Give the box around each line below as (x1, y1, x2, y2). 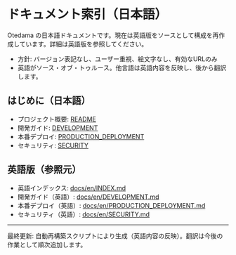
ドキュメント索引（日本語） (7, 6, 168, 22)
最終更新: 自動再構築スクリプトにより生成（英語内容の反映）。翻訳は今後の (7, 231, 223, 240)
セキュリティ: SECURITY (17, 141, 89, 150)
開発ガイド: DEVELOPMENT (17, 124, 98, 132)
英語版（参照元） (7, 164, 81, 176)
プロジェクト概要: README (17, 115, 97, 123)
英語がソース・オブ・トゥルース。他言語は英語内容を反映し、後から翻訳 (17, 63, 227, 72)
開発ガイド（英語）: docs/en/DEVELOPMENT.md (17, 192, 159, 201)
